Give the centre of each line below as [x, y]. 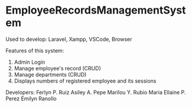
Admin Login [30, 62]
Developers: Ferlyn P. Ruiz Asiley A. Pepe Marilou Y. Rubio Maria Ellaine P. [96, 92]
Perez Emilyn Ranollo [31, 99]
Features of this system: [35, 50]
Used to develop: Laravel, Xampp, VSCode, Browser [69, 39]
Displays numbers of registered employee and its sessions [85, 81]
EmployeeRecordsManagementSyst [96, 10]
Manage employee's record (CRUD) [57, 68]
